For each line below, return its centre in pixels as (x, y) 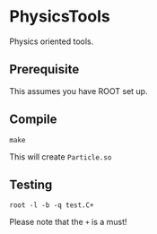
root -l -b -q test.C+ (52, 205)
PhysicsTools (60, 17)
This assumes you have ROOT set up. (78, 91)
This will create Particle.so (61, 156)
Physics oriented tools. (52, 41)
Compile (33, 120)
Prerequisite (44, 69)
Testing (31, 184)
